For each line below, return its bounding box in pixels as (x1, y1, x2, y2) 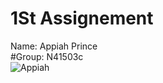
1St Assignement (10, 7, 154, 30)
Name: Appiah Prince (10, 40, 98, 52)
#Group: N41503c (10, 50, 84, 62)
